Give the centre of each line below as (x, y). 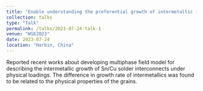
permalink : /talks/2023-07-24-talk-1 (54, 28)
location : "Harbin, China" (40, 45)
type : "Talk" (23, 23)
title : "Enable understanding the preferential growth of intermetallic (100, 12)
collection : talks (29, 17)
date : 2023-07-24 (28, 40)
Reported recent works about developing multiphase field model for (91, 62)
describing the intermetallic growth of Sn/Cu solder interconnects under (96, 68)
